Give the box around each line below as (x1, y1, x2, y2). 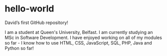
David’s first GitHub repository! (5, 19, 69, 25)
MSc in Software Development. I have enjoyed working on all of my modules (5, 34, 162, 40)
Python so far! (5, 45, 34, 51)
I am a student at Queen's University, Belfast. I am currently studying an (5, 29, 153, 35)
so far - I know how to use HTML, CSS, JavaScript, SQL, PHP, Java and (5, 39, 152, 45)
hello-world (5, 3, 55, 14)
